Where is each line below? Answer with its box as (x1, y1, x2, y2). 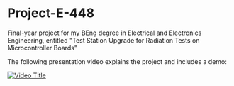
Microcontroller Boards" (7, 43, 78, 52)
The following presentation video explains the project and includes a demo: (7, 57, 227, 65)
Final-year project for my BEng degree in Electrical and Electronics (7, 28, 202, 37)
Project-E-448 (7, 5, 94, 21)
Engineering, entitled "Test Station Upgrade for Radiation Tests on (7, 36, 200, 44)
